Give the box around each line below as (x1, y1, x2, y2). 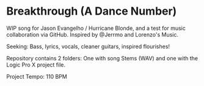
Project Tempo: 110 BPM (6, 73, 67, 80)
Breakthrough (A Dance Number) (6, 4, 177, 18)
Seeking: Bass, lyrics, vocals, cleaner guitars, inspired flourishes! (6, 43, 170, 50)
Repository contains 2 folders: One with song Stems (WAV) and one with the (6, 54, 199, 62)
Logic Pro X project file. (6, 61, 66, 68)
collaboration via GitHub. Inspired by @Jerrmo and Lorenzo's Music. (6, 30, 179, 38)
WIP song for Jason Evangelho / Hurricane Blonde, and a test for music (6, 24, 186, 32)
